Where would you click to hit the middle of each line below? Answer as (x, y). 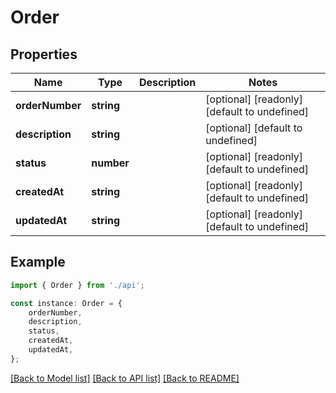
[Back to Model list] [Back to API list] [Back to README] (125, 378)
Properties (44, 54)
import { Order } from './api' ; (77, 285)
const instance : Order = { (66, 303)
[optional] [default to (254, 128)
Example (38, 262)
